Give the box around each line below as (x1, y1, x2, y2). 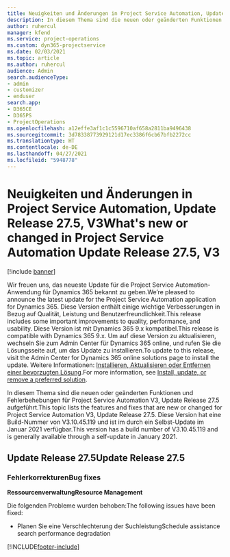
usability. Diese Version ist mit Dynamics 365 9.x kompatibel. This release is (7, 324, 219, 333)
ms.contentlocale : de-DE (7, 144, 78, 151)
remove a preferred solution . (7, 375, 88, 383)
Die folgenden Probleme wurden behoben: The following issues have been (7, 501, 216, 510)
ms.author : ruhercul (7, 61, 66, 68)
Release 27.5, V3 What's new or (7, 215, 188, 230)
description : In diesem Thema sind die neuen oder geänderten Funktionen (7, 16, 222, 23)
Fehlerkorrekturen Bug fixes (7, 473, 101, 482)
